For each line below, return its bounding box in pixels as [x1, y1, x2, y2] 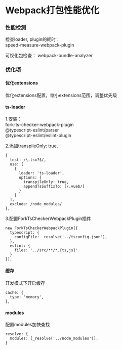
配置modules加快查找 [5, 322, 50, 328]
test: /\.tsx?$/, [10, 157, 47, 162]
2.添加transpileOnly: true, [5, 143, 58, 149]
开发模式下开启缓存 [5, 280, 46, 286]
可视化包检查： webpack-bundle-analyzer [5, 53, 93, 59]
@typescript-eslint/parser [5, 127, 59, 133]
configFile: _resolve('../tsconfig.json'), [14, 234, 108, 239]
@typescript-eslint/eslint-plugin [5, 132, 72, 138]
